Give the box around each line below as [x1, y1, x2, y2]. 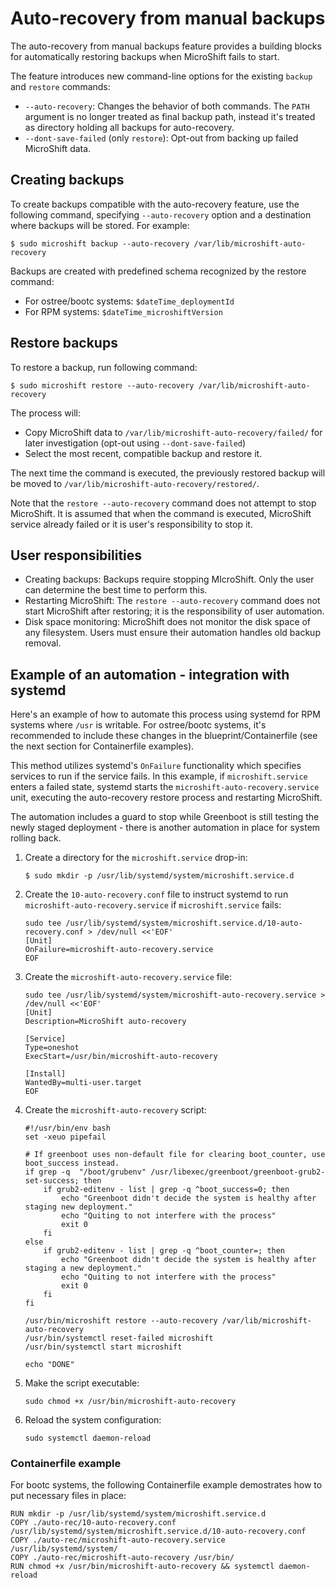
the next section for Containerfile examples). [10, 740, 195, 752]
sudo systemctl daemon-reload [24, 1433, 152, 1444]
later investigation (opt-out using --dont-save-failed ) [24, 437, 247, 449]
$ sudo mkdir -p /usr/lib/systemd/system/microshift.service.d [24, 871, 295, 881]
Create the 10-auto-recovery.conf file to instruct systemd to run [24, 888, 289, 901]
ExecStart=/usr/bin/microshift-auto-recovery [24, 1052, 218, 1062]
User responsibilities [10, 547, 143, 564]
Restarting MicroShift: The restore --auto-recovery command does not [24, 595, 321, 607]
